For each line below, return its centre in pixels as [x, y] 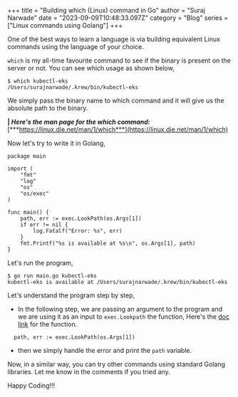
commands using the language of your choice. [76, 47]
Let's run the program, [40, 263]
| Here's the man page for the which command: [79, 122]
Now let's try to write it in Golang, [56, 143]
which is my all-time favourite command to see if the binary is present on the [119, 60]
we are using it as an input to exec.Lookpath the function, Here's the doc [124, 317]
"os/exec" [35, 194]
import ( [20, 169]
